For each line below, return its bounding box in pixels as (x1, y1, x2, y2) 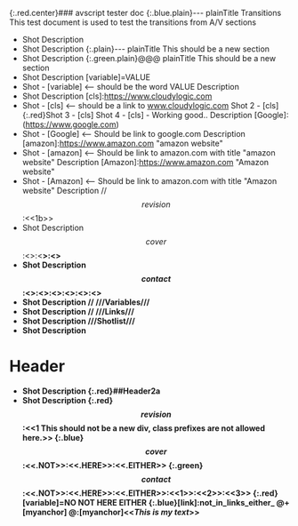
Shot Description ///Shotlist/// (21, 315, 135, 326)
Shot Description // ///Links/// (21, 307, 135, 316)
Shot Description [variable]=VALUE (21, 72, 151, 83)
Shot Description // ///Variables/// (21, 297, 150, 307)
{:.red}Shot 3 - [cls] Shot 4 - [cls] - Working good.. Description (21, 110, 253, 120)
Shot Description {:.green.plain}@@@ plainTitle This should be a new (21, 53, 277, 63)
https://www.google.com (25, 119, 117, 130)
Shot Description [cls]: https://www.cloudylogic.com (21, 91, 213, 101)
